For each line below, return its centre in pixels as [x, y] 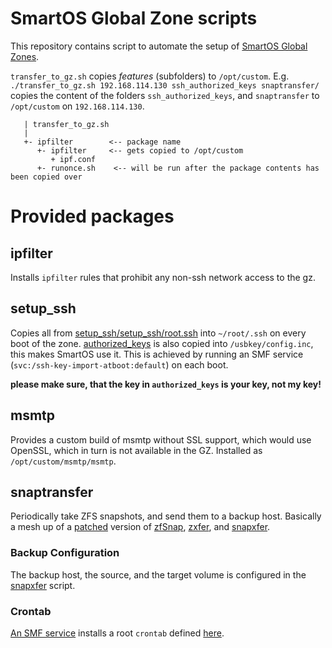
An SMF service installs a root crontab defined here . [117, 633]
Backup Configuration [65, 553]
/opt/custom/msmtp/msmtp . [63, 461]
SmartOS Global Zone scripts [134, 18]
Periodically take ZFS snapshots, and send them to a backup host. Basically [166, 516]
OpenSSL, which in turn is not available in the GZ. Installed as [136, 450]
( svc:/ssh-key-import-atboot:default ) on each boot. [119, 364]
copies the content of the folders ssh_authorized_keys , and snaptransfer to [165, 95]
